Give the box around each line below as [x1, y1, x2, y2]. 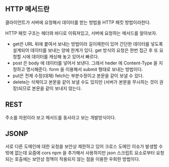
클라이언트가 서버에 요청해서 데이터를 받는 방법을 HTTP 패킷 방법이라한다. [5, 19, 151, 25]
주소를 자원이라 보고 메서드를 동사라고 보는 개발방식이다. [5, 114, 116, 120]
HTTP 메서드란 [5, 5, 50, 14]
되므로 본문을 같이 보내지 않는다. [18, 85, 82, 91]
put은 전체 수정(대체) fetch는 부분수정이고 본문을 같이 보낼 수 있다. [12, 73, 144, 79]
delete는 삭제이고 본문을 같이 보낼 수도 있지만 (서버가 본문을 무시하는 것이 [12, 79, 158, 85]
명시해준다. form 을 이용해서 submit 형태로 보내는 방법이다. [26, 66, 143, 72]
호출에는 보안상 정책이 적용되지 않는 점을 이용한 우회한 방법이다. [14, 156, 140, 162]
